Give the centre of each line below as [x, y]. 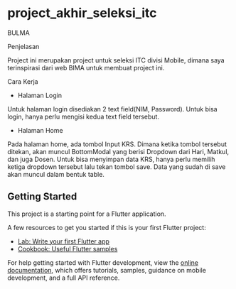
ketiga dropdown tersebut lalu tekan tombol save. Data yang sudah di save [117, 167]
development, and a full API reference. [64, 278]
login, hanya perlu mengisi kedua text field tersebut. [84, 116]
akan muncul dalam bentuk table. [56, 174]
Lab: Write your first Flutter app [64, 241]
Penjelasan [23, 46]
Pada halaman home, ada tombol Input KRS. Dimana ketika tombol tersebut [117, 144]
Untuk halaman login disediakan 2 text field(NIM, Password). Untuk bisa [113, 109]
